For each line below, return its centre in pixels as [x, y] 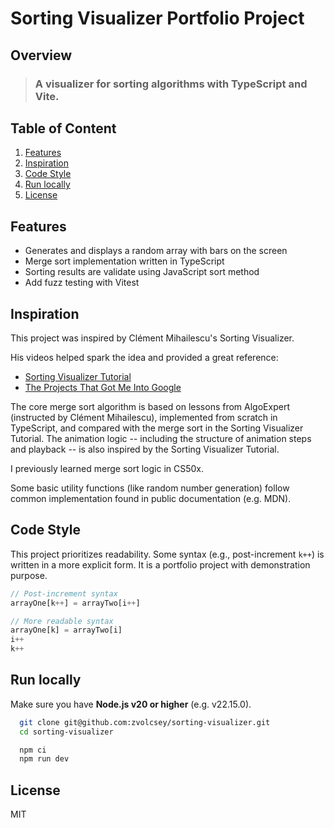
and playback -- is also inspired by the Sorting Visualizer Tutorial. [145, 449]
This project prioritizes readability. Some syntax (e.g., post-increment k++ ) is [167, 554]
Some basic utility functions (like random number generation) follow [150, 488]
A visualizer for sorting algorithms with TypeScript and [171, 84]
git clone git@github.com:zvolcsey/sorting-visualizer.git [145, 722]
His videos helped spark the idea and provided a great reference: [144, 357]
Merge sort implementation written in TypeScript [124, 261]
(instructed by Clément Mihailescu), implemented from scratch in [144, 417]
